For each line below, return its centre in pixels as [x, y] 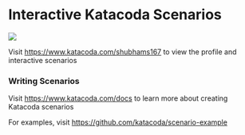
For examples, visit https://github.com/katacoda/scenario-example [118, 122]
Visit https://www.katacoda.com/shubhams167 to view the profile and [122, 52]
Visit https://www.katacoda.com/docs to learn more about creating [118, 98]
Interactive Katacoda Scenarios [115, 15]
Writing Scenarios [44, 81]
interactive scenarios [43, 60]
